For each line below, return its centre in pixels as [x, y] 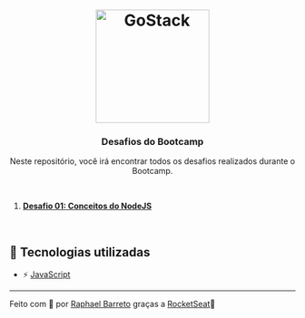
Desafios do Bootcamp [152, 142]
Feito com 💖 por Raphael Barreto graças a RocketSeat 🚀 [113, 304]
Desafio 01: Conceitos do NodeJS [87, 206]
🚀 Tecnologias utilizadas [80, 252]
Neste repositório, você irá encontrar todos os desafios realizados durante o [152, 161]
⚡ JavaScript [46, 275]
